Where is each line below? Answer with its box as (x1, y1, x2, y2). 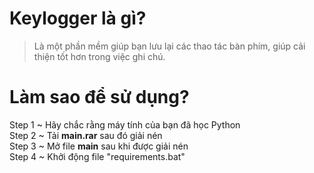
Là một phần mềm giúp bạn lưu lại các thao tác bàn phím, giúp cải (33, 40, 306, 52)
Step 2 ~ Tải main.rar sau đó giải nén (9, 129, 163, 141)
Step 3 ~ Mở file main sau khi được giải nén (9, 140, 189, 152)
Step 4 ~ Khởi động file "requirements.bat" (9, 150, 186, 162)
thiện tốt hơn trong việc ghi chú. (33, 50, 166, 62)
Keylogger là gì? (9, 7, 147, 30)
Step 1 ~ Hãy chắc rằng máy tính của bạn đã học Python (9, 118, 241, 131)
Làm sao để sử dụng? (9, 86, 190, 109)
